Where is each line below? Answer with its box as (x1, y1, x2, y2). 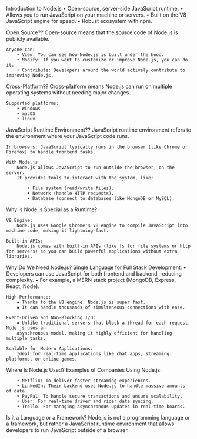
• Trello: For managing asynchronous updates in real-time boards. (16, 404, 185, 409)
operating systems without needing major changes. (6, 89, 131, 96)
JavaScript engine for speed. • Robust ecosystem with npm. (6, 18, 152, 24)
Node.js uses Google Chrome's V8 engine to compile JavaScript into (16, 222, 188, 228)
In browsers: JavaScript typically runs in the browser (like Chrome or (6, 144, 188, 150)
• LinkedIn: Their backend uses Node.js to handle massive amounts (16, 383, 185, 389)
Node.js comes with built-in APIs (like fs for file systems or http (16, 243, 191, 249)
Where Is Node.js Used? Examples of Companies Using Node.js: (6, 366, 162, 374)
